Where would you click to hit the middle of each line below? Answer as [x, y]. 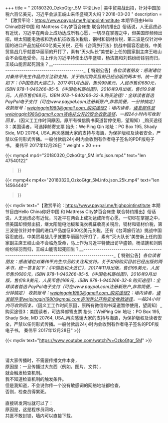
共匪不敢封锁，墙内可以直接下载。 [40, 415]
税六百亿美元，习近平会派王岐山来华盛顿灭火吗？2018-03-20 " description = [84, 14]
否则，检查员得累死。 [27, 391]
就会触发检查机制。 [25, 373]
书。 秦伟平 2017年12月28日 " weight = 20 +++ [53, 145]
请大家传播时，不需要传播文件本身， [42, 360]
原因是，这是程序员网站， [31, 409]
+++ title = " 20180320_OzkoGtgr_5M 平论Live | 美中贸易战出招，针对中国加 [83, 8]
